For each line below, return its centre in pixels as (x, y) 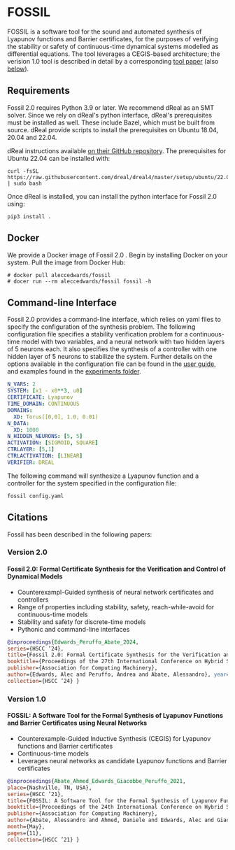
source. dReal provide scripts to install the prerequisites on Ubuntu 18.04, (113, 129)
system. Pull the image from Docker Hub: (66, 262)
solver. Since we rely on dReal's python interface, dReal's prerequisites (109, 115)
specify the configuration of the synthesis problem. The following (101, 327)
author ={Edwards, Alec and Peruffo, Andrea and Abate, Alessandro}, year (117, 675)
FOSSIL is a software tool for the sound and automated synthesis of (105, 31)
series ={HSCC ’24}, (36, 649)
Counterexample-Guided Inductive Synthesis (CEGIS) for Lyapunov (114, 738)
